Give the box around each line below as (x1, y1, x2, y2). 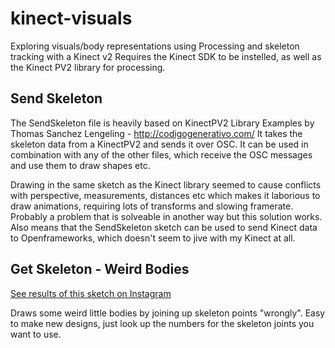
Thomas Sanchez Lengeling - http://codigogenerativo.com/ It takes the (10, 127, 303, 139)
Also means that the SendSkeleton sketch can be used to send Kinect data (10, 221, 318, 233)
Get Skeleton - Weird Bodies (10, 261, 190, 278)
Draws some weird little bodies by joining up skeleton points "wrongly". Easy (10, 307, 326, 319)
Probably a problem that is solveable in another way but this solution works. (10, 210, 323, 222)
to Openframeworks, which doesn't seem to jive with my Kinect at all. (10, 232, 296, 244)
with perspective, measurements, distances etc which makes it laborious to (10, 189, 321, 201)
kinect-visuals (10, 7, 133, 30)
